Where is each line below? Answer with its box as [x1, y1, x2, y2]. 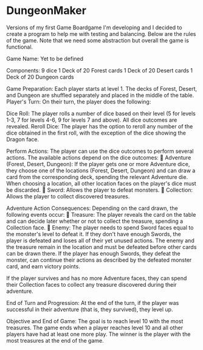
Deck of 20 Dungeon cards [6, 73, 74, 80]
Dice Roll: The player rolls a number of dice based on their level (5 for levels [6, 110, 196, 117]
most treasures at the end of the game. [6, 337, 105, 344]
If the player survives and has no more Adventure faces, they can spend [6, 275, 187, 282]
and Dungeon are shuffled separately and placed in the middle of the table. [6, 91, 194, 99]
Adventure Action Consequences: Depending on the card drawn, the [6, 205, 178, 212]
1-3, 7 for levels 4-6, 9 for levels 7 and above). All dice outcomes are [6, 116, 177, 124]
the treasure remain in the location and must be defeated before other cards [6, 243, 197, 250]
